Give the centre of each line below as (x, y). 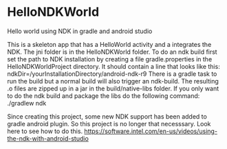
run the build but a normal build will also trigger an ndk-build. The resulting (113, 81)
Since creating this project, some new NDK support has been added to (107, 116)
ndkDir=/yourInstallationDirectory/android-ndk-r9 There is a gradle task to (112, 74)
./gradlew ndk (27, 103)
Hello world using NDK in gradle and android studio (80, 31)
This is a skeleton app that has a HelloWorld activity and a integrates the (109, 44)
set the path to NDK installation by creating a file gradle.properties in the (110, 59)
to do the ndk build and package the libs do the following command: (104, 96)
